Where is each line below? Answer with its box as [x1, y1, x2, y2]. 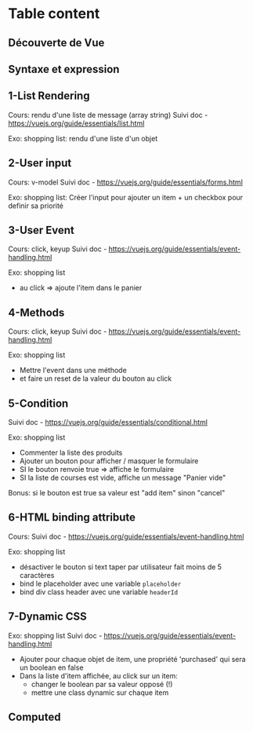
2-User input [8, 156, 72, 170]
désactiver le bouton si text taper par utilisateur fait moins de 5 [19, 562, 222, 572]
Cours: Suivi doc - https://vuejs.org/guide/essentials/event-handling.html [8, 532, 244, 541]
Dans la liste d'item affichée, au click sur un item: [19, 671, 179, 680]
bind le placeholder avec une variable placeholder [19, 579, 182, 588]
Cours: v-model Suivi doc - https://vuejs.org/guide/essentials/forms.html [8, 177, 243, 187]
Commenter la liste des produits [19, 448, 123, 458]
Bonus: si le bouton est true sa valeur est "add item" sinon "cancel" [8, 488, 226, 498]
